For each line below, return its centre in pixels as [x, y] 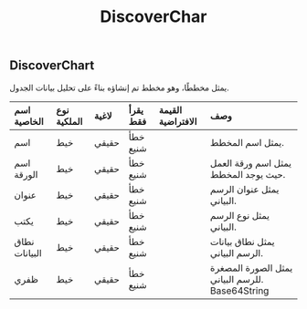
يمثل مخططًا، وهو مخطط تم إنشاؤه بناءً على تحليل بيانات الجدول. [120, 88]
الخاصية [29, 121]
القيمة [170, 109]
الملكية [69, 121]
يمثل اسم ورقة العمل [251, 163]
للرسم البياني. [237, 279]
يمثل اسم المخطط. [247, 142]
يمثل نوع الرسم [240, 215]
